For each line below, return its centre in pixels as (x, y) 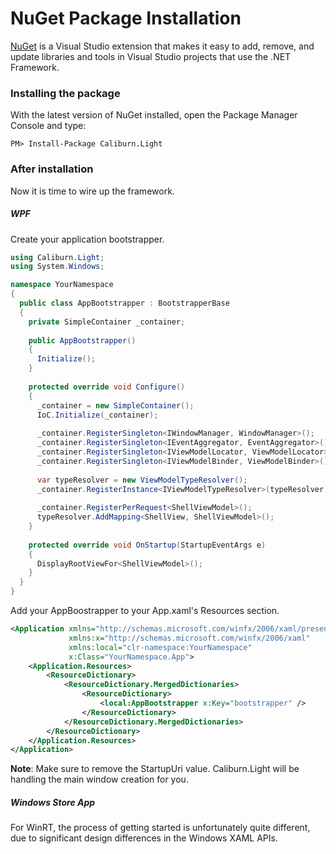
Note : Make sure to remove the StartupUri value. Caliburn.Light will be (155, 769)
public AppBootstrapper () (82, 340)
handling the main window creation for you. (99, 779)
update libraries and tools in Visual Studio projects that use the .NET (151, 56)
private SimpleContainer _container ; (107, 322)
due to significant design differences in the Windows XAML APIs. (144, 838)
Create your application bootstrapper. (87, 239)
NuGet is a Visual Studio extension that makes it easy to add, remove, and (162, 46)
